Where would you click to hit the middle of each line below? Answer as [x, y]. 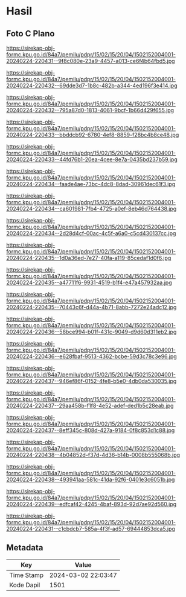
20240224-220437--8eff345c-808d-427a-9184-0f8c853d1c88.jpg [91, 430]
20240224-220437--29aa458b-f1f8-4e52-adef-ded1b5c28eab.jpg [90, 405]
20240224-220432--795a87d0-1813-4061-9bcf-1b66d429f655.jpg [90, 110]
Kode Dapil [25, 585]
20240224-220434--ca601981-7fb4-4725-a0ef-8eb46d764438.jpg [91, 208]
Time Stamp [27, 575]
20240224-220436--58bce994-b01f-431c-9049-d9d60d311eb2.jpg [91, 332]
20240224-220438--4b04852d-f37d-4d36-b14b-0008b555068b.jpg [93, 455]
